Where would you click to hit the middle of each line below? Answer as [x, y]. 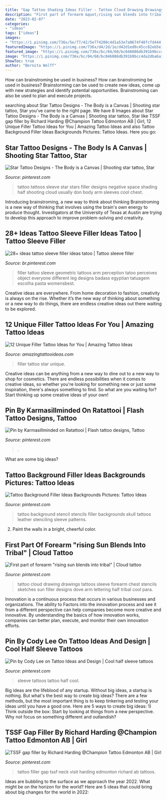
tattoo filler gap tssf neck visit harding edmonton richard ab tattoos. [86, 772]
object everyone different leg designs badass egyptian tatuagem [83, 278]
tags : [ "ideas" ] [22, 33]
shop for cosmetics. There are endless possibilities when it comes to [75, 379]
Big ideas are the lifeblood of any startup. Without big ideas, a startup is [79, 690]
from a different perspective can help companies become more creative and [83, 610]
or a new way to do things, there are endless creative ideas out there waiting [83, 303]
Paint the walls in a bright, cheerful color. [54, 529]
